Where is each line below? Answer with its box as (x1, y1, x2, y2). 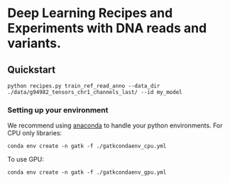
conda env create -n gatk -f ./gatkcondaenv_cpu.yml (7, 142, 167, 150)
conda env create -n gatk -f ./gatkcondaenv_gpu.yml (7, 169, 167, 176)
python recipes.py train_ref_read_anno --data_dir (7, 83, 160, 90)
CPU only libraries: (7, 129, 62, 137)
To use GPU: (7, 155, 44, 164)
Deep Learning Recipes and (7, 5, 173, 21)
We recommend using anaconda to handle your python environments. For (7, 121, 223, 130)
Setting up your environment (7, 105, 109, 115)
